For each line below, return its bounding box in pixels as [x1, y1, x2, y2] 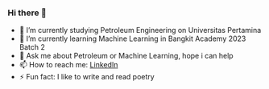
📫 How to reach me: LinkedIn [19, 60, 118, 70]
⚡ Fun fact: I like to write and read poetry [19, 72, 155, 82]
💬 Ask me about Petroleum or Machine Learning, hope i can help [19, 51, 234, 61]
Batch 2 [19, 42, 46, 52]
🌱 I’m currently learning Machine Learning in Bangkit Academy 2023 [19, 34, 246, 43]
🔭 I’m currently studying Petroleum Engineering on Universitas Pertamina [19, 26, 262, 35]
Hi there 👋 [7, 7, 48, 18]
